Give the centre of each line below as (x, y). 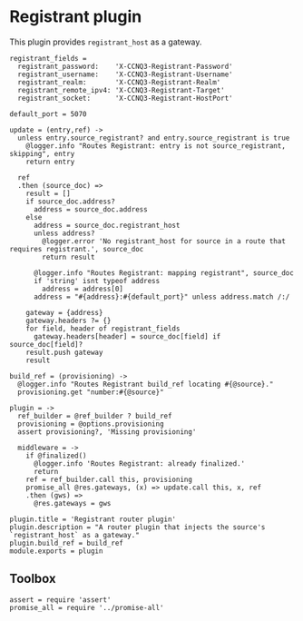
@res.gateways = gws (72, 503)
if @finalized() (57, 456)
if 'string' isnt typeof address (97, 281)
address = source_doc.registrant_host (107, 225)
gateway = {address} (64, 312)
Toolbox (33, 579)
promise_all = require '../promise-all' (87, 607)
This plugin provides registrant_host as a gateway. (106, 42)
